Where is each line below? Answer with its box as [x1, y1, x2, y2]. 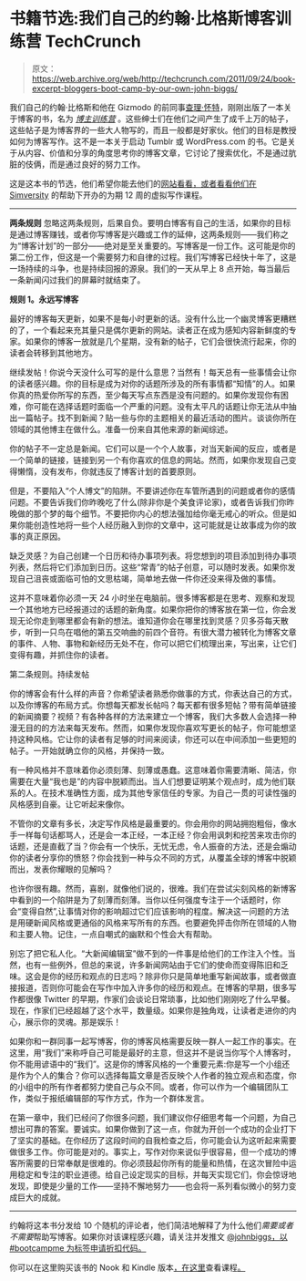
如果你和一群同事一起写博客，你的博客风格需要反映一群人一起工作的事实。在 [9, 1036, 297, 1047]
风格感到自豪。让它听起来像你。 [9, 799, 129, 810]
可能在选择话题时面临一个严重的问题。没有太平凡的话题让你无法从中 [33, 400, 289, 411]
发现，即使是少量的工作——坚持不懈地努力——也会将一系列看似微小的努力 [9, 1180, 289, 1191]
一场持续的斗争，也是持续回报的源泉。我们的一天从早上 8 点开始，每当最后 [9, 263, 291, 274]
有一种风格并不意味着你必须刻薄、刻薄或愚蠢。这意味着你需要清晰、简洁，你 [9, 764, 297, 775]
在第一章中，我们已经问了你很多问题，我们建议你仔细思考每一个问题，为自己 [9, 1111, 297, 1122]
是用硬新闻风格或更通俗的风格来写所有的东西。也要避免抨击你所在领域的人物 [9, 917, 297, 928]
